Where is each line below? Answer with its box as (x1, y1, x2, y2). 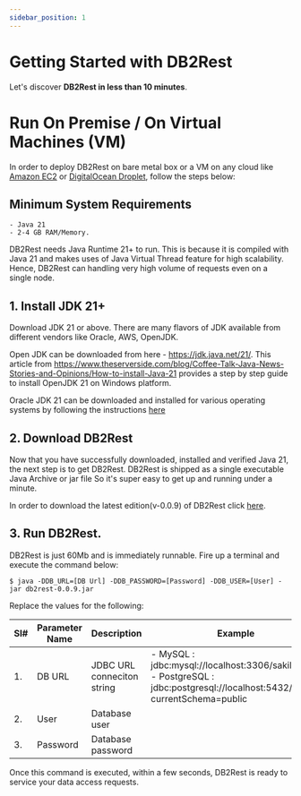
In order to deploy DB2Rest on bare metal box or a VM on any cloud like (9, 161, 274, 172)
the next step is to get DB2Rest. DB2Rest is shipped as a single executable (9, 463, 285, 475)
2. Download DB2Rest (9, 431, 133, 446)
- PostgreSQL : (150, 670, 215, 682)
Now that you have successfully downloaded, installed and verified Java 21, (9, 454, 289, 465)
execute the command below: (9, 559, 119, 569)
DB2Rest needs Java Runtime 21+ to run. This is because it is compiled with (9, 244, 289, 255)
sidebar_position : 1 (9, 13, 87, 22)
